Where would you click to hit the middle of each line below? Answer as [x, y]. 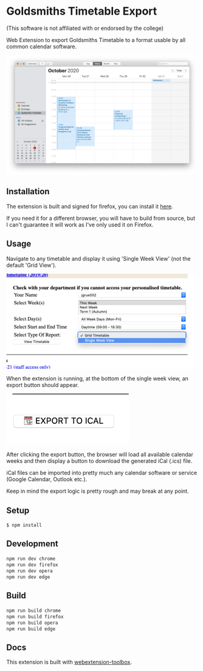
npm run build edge [31, 629]
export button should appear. [43, 385]
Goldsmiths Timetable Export [82, 11]
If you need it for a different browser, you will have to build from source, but [101, 218]
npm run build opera [33, 623]
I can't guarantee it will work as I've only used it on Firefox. [80, 225]
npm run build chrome [34, 611]
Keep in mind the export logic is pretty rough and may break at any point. [98, 491]
